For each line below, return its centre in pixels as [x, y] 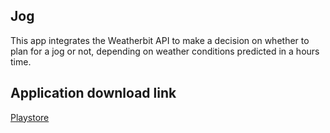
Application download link [93, 93]
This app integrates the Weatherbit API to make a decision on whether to [160, 40]
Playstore [30, 117]
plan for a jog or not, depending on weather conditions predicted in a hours [165, 51]
